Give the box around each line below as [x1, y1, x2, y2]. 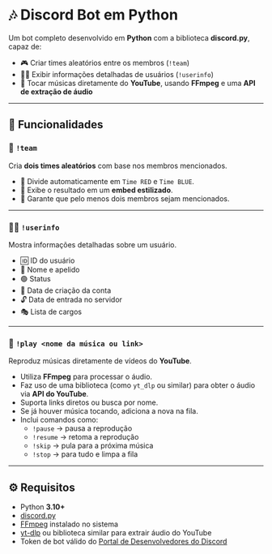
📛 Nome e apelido [19, 264, 80, 274]
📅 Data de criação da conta [19, 286, 112, 295]
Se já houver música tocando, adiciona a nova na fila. [19, 406, 198, 416]
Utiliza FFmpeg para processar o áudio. [19, 371, 152, 382]
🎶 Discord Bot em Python [8, 6, 178, 24]
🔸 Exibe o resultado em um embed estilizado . [19, 185, 173, 195]
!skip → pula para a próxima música [32, 440, 154, 451]
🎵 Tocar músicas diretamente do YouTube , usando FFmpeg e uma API [19, 78, 256, 88]
